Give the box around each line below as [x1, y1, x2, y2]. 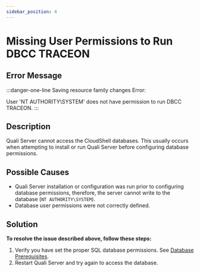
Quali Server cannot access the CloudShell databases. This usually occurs [6, 137, 189, 145]
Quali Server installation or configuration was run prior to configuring [14, 183, 185, 190]
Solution [6, 219, 38, 229]
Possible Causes [6, 167, 70, 177]
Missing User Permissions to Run [6, 34, 173, 48]
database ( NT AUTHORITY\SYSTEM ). [14, 196, 96, 203]
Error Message [6, 71, 62, 81]
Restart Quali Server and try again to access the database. [14, 260, 158, 267]
